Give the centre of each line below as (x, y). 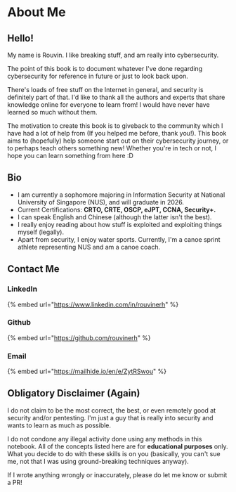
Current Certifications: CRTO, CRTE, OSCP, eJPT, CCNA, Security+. (117, 209)
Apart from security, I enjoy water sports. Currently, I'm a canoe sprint (119, 239)
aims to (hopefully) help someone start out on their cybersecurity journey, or (118, 141)
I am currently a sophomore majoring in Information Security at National (121, 195)
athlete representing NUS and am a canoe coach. (89, 247)
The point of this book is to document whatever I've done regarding (105, 69)
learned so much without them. (52, 112)
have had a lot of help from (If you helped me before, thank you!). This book (117, 133)
